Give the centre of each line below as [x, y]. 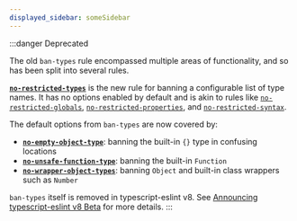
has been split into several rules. [69, 70]
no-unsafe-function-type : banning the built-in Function [125, 160]
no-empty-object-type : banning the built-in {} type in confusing [140, 141]
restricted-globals [46, 107]
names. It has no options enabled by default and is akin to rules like [134, 97]
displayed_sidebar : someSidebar [70, 18]
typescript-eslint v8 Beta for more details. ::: [91, 207]
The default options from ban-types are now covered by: [114, 124]
